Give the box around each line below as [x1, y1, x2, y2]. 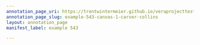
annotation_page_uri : [6, 8, 60, 15]
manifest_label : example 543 [6, 25, 79, 31]
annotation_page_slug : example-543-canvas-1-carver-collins [6, 14, 159, 20]
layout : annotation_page [6, 19, 68, 25]
